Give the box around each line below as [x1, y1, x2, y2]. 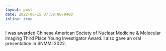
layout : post [5, 7, 33, 12]
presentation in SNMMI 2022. [5, 41, 66, 47]
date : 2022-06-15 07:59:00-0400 [5, 12, 73, 17]
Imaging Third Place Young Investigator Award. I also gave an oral [5, 35, 141, 41]
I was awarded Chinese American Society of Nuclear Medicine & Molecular [5, 30, 161, 36]
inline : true [5, 16, 33, 21]
